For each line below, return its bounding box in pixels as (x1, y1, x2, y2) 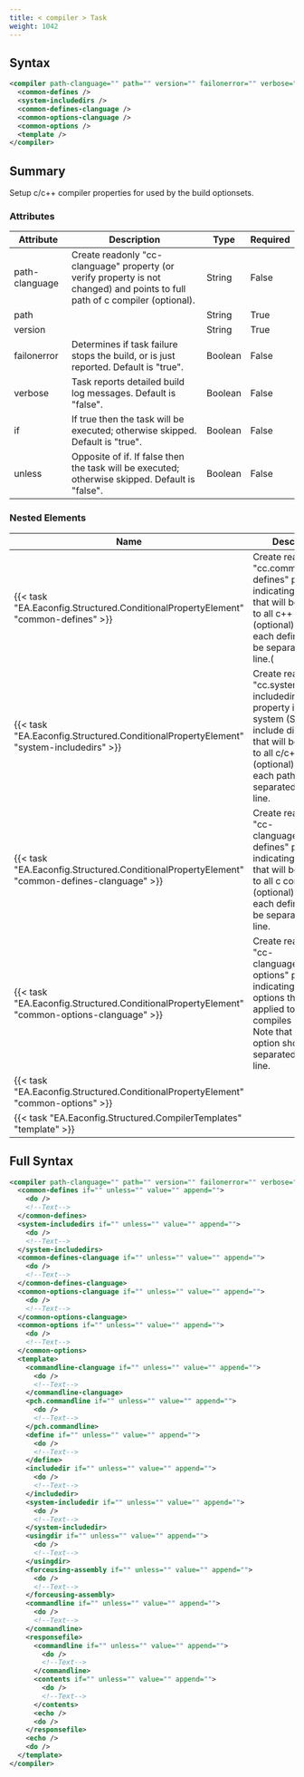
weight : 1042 (9, 22, 59, 31)
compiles (252, 1014, 292, 1026)
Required (250, 233, 290, 246)
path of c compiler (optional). (71, 294, 196, 306)
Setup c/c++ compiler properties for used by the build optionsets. (9, 188, 255, 199)
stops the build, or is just (71, 350, 176, 363)
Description (108, 233, 161, 246)
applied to (252, 1003, 296, 1015)
